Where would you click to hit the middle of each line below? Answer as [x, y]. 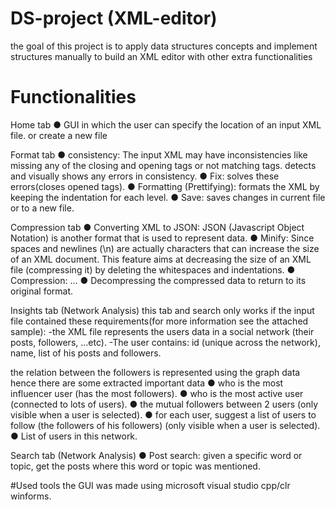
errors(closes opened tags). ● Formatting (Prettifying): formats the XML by [165, 186]
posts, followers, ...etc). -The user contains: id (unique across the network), [165, 342]
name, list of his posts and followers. [86, 353]
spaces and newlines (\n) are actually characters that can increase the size [165, 248]
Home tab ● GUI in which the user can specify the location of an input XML [166, 124]
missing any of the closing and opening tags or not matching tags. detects [163, 165]
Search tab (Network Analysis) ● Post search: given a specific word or [156, 455]
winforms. [31, 496]
